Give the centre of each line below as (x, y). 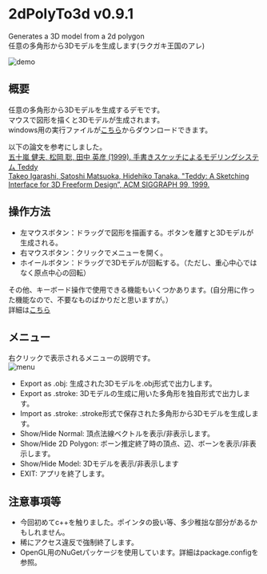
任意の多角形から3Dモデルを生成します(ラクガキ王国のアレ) (107, 46)
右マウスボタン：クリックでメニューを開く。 (94, 253)
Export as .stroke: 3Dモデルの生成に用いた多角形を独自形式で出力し (132, 394)
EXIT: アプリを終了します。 (64, 474)
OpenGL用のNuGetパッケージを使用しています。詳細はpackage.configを (139, 552)
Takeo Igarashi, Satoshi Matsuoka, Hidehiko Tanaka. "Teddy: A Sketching (129, 176)
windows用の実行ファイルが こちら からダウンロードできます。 (110, 130)
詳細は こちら (29, 309)
